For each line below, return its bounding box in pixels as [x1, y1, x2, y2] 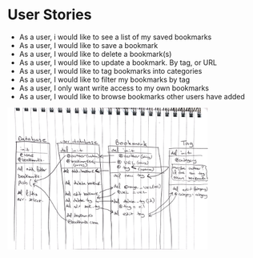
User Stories [7, 6, 92, 24]
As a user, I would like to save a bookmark [18, 40, 159, 50]
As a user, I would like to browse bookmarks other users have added [18, 91, 246, 101]
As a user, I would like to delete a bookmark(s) [18, 49, 172, 58]
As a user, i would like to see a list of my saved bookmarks [18, 32, 212, 42]
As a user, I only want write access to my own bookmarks [18, 83, 210, 93]
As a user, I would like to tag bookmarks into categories [18, 66, 203, 75]
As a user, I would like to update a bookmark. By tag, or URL [18, 58, 218, 67]
